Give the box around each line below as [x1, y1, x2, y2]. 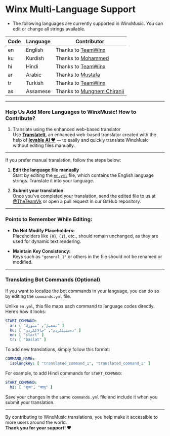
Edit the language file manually [12, 167, 79, 173]
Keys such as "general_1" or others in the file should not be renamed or [12, 253, 162, 260]
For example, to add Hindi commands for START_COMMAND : [5, 370, 122, 376]
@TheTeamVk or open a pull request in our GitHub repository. [12, 198, 141, 204]
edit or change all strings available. [12, 25, 86, 32]
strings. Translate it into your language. [12, 178, 95, 184]
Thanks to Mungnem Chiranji [55, 87, 124, 95]
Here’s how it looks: [5, 308, 47, 315]
